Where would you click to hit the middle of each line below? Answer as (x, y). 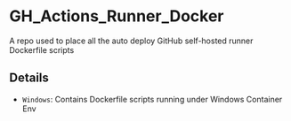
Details (29, 78)
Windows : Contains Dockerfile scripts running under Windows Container (152, 99)
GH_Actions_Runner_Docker (117, 16)
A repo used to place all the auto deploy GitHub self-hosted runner (131, 41)
